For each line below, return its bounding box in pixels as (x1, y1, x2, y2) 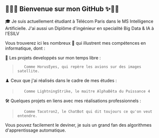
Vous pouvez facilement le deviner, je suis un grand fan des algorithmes (5, 122, 152, 128)
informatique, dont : (5, 45, 45, 51)
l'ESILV (5, 30, 20, 36)
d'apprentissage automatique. (5, 127, 66, 133)
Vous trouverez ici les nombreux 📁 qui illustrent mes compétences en (5, 40, 146, 46)
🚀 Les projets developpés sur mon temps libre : (5, 55, 101, 60)
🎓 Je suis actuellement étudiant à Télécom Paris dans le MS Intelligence (5, 18, 154, 24)
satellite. (17, 68, 40, 74)
